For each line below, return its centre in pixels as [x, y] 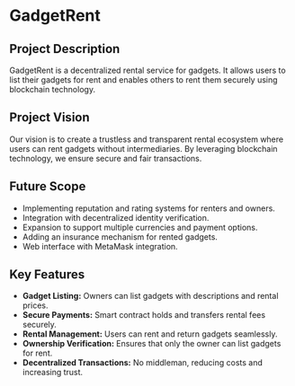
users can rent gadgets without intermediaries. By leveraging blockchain [143, 148]
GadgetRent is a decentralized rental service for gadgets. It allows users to [147, 70]
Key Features [47, 275]
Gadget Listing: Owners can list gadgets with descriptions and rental [150, 296]
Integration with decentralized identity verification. [116, 217]
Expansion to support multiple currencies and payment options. [140, 227]
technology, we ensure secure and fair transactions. [106, 158]
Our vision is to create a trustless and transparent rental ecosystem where [147, 139]
